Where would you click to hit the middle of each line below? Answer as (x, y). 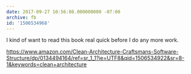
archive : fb (21, 17)
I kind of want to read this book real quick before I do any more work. (92, 40)
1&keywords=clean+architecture (47, 64)
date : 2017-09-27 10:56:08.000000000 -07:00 (63, 12)
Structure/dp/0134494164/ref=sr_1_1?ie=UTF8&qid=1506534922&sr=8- (95, 58)
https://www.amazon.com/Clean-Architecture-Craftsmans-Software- (92, 52)
